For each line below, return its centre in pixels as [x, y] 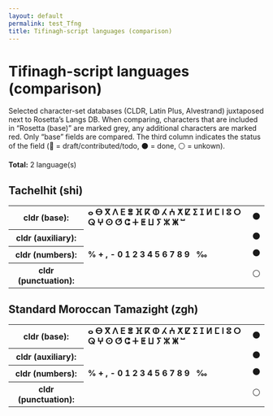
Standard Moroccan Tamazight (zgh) [104, 310]
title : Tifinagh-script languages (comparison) [91, 31]
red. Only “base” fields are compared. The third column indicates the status [135, 137]
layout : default [36, 16]
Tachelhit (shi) [46, 191]
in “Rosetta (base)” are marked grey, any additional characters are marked [133, 128]
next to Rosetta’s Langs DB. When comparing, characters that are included [133, 119]
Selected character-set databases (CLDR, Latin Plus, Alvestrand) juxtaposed [136, 111]
